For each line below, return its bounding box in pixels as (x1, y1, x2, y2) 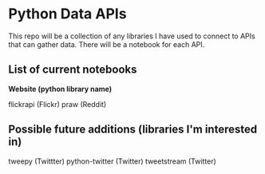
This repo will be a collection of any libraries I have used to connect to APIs (8, 31, 255, 41)
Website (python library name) (8, 84, 113, 93)
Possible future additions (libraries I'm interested (8, 123, 258, 136)
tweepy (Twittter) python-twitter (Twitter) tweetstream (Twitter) (8, 156, 217, 166)
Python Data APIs (8, 5, 127, 23)
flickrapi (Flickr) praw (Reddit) (8, 99, 107, 109)
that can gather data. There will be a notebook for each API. (8, 39, 205, 49)
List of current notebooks (8, 63, 137, 77)
